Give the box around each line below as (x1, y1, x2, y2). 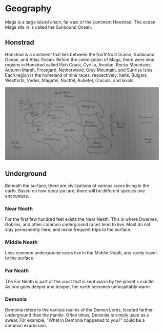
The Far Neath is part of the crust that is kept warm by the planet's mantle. (5, 278, 155, 284)
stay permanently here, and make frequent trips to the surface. (5, 227, 132, 232)
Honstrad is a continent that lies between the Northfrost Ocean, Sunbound (5, 51, 155, 57)
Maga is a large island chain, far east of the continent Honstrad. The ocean (5, 19, 156, 25)
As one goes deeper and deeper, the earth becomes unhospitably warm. (5, 284, 151, 290)
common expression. (5, 322, 47, 328)
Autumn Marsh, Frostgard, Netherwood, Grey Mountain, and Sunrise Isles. (5, 67, 154, 73)
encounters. (5, 193, 29, 199)
